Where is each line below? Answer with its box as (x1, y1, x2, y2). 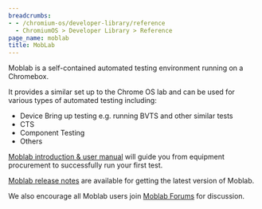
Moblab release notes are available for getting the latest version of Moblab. (8, 176, 255, 186)
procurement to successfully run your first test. (8, 160, 163, 170)
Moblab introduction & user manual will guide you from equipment (8, 152, 225, 162)
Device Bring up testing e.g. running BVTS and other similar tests (19, 111, 233, 120)
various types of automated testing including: (8, 96, 157, 105)
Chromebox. (8, 72, 49, 81)
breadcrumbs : (8, 11, 52, 20)
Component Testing (19, 128, 85, 138)
